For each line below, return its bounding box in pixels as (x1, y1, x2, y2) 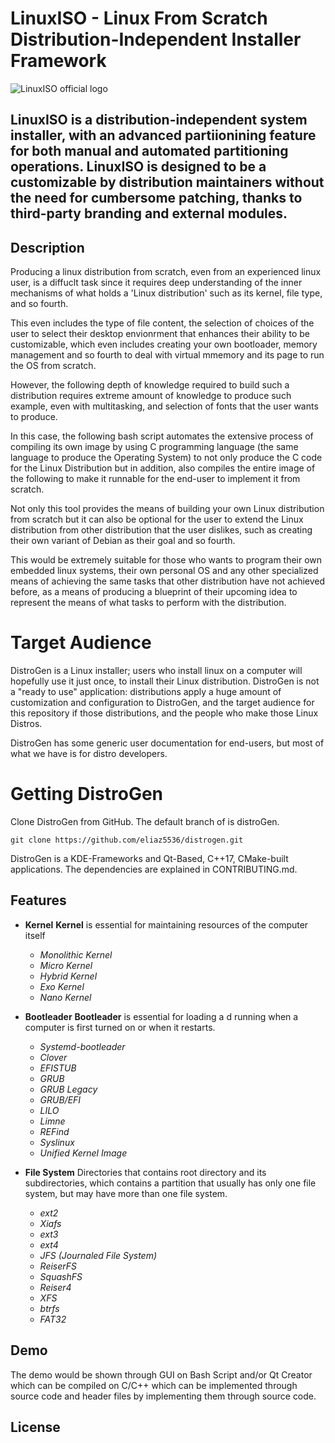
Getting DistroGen (10, 783, 164, 806)
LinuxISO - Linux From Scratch (10, 7, 268, 30)
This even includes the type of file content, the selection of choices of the (10, 317, 315, 329)
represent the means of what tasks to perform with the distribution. (10, 597, 287, 609)
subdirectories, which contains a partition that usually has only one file (24, 1177, 317, 1189)
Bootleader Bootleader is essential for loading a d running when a (24, 1010, 299, 1022)
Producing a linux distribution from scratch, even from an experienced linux (10, 266, 322, 278)
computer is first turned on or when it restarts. (24, 1021, 216, 1033)
